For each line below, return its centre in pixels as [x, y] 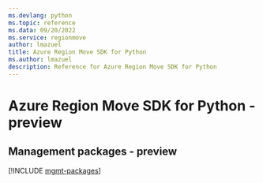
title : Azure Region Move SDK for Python [77, 52]
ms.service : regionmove [47, 37]
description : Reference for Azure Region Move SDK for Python [113, 67]
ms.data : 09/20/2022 [42, 30]
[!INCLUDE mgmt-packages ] [54, 170]
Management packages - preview [93, 152]
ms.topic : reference [42, 23]
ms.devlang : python [40, 15]
